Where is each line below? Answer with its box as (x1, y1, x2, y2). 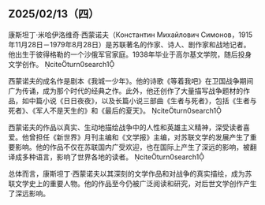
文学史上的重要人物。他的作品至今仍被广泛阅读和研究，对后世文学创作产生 (14, 178, 257, 188)
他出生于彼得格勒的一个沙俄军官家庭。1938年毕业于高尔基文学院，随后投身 (8, 50, 252, 59)
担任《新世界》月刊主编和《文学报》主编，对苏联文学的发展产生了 (35, 132, 250, 142)
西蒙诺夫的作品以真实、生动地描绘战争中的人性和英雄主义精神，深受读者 (8, 122, 243, 132)
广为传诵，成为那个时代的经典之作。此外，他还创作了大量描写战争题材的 (8, 86, 243, 95)
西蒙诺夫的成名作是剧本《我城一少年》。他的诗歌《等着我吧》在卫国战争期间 (8, 76, 254, 85)
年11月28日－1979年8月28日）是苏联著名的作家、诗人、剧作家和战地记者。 (8, 39, 251, 49)
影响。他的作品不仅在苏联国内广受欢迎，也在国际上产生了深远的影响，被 (14, 142, 250, 151)
